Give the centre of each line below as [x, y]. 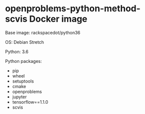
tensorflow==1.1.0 [30, 102]
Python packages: [23, 61]
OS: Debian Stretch [25, 42]
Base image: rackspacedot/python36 [43, 32]
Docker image [58, 19]
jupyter [19, 97]
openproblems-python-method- [73, 9]
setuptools [23, 81]
